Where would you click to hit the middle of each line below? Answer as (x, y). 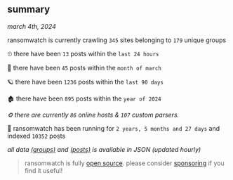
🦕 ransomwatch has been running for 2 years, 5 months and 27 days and (114, 128)
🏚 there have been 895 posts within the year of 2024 (84, 98)
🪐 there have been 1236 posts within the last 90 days (85, 82)
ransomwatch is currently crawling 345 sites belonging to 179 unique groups (117, 40)
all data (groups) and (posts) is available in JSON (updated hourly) (104, 149)
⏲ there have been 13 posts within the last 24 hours (83, 53)
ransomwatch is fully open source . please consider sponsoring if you (124, 163)
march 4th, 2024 (32, 26)
